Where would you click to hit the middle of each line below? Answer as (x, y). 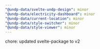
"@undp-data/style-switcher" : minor (42, 23)
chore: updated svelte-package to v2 (43, 41)
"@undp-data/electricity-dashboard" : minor (50, 14)
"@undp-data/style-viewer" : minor (40, 28)
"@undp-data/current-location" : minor (45, 18)
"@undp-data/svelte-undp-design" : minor (47, 9)
